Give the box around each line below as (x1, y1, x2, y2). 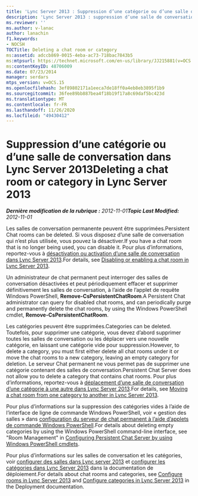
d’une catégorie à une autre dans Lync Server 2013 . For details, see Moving (6, 385, 188, 392)
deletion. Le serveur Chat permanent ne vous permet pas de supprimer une (6, 360, 190, 368)
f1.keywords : (6, 36, 38, 42)
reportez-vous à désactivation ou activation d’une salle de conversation (6, 250, 180, 257)
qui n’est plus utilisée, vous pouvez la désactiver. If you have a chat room (6, 238, 181, 245)
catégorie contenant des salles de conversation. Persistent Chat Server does (6, 367, 192, 374)
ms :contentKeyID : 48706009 (6, 63, 72, 69)
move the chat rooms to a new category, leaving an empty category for (6, 354, 179, 361)
